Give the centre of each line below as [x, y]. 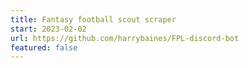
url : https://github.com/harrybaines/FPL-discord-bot [125, 38]
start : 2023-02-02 [48, 29]
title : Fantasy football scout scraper [93, 19]
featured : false [44, 47]
